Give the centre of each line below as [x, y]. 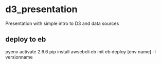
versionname [19, 57]
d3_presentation [41, 9]
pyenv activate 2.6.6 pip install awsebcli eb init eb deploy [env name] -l [80, 51]
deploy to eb [26, 39]
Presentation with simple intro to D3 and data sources [62, 23]
